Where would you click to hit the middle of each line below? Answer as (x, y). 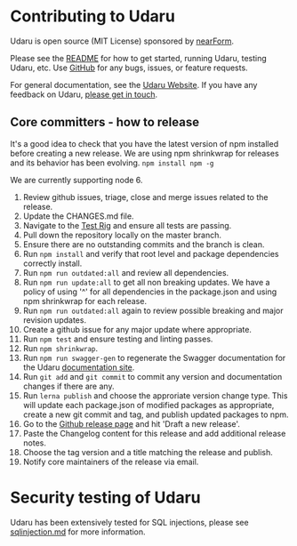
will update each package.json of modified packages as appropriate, (148, 405)
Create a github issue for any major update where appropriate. (137, 329)
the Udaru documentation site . (79, 367)
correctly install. (52, 263)
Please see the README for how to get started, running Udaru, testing (139, 58)
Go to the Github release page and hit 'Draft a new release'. (132, 423)
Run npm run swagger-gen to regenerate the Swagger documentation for (154, 357)
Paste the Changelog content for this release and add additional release (154, 433)
